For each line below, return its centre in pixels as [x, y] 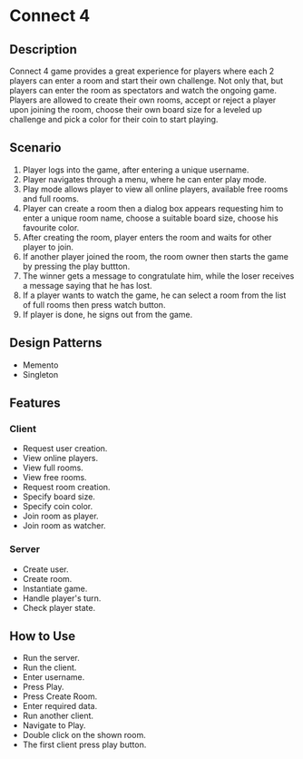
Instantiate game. [55, 588]
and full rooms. [51, 198]
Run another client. [58, 716]
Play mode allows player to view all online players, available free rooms [155, 189]
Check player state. [59, 607]
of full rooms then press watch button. [94, 304]
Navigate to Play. [54, 725]
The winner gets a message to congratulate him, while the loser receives [158, 276]
